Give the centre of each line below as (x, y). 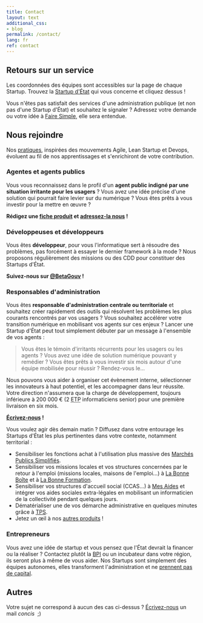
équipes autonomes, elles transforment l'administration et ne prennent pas (99, 567)
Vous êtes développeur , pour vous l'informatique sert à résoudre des (93, 245)
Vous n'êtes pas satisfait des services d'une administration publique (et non (101, 103)
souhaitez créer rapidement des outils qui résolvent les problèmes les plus (99, 311)
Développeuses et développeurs (55, 232)
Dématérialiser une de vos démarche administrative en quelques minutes (106, 506)
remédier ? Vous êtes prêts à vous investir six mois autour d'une (101, 362)
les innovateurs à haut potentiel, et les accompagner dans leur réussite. (95, 386)
